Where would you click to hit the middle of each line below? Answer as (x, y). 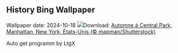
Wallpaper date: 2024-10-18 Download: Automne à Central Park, (89, 25)
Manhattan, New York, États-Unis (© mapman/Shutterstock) (81, 31)
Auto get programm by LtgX (41, 43)
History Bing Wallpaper (51, 10)
